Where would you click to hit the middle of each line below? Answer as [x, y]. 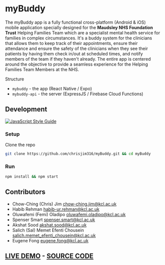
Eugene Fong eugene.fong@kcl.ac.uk [50, 240]
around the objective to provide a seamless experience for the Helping [77, 64]
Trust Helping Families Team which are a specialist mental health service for [83, 33]
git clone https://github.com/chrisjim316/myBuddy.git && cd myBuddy [78, 154]
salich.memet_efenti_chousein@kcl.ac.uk [54, 235]
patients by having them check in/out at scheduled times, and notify [74, 54]
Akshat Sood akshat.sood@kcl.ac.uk [49, 225]
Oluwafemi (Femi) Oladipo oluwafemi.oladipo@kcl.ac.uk [69, 214]
